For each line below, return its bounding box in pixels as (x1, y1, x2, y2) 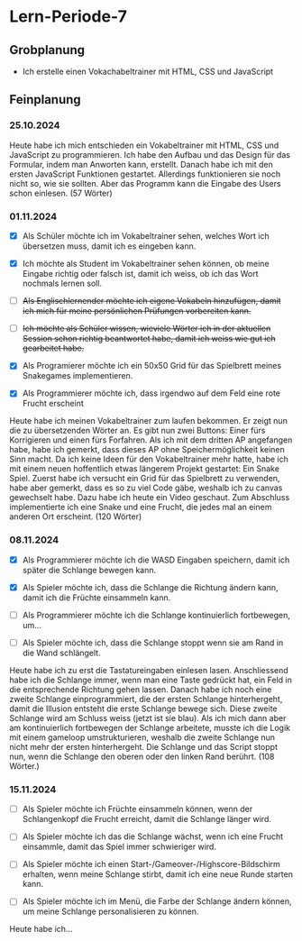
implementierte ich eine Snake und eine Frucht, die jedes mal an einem (9, 502, 272, 513)
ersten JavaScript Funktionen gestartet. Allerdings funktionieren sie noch (9, 169, 281, 179)
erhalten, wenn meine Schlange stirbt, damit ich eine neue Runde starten (22, 869, 293, 880)
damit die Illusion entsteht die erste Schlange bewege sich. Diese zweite (9, 703, 278, 714)
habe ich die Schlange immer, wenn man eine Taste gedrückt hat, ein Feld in (9, 674, 293, 685)
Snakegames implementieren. (22, 370, 133, 381)
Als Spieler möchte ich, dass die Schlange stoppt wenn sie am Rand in (22, 637, 284, 648)
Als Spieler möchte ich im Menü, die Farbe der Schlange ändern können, (22, 896, 292, 907)
